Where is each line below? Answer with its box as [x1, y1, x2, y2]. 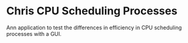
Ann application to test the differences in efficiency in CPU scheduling [6, 24, 182, 31]
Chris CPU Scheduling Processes [6, 4, 178, 18]
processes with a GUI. [6, 30, 62, 37]
